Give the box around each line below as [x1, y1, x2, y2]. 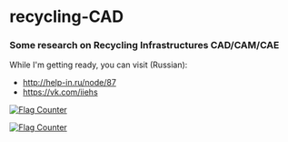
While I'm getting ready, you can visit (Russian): [9, 59, 188, 70]
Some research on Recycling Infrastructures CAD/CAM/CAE [9, 39, 280, 52]
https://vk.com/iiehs [22, 86, 98, 97]
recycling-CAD [9, 6, 124, 27]
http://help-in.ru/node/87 [22, 77, 116, 88]
